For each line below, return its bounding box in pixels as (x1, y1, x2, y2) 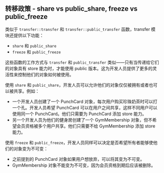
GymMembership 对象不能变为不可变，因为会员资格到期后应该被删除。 (12, 162, 156, 168)
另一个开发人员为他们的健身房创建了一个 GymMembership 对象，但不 (12, 117, 153, 123)
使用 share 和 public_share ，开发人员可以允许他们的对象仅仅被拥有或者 (5, 82, 149, 88)
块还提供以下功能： (5, 32, 44, 38)
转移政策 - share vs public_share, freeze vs (5, 4, 138, 13)
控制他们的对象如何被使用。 (18, 72, 74, 77)
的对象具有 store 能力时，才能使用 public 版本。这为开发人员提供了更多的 (5, 65, 153, 71)
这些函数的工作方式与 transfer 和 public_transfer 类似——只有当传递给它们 (5, 59, 159, 65)
